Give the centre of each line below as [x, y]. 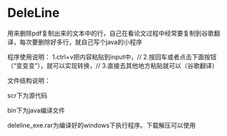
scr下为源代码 [27, 95]
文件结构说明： [29, 80]
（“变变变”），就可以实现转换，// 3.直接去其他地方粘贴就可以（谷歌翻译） [113, 65]
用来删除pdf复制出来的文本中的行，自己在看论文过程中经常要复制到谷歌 [111, 33]
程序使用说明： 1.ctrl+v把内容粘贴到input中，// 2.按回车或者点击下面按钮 [112, 57]
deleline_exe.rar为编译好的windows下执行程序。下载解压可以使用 [102, 125]
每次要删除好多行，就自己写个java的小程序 [81, 42]
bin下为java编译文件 [36, 110]
